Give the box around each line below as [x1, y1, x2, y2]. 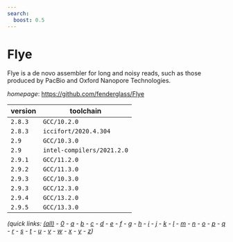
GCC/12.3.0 [42, 185, 79, 192]
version [10, 106, 37, 116]
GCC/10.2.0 [42, 118, 79, 126]
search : [7, 10, 30, 17]
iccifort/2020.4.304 [42, 127, 111, 136]
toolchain [69, 106, 102, 116]
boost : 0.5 [13, 17, 45, 24]
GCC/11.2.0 [42, 156, 79, 164]
